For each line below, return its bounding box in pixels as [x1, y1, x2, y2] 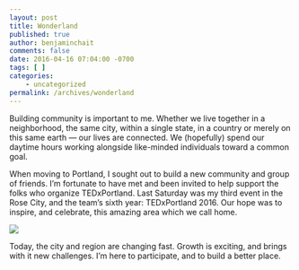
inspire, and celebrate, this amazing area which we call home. [9, 206, 238, 217]
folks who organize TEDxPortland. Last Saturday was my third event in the [9, 187, 284, 198]
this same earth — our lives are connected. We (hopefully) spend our [9, 132, 265, 143]
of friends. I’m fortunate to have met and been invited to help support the [9, 178, 279, 188]
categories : [9, 72, 54, 81]
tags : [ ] [9, 64, 47, 73]
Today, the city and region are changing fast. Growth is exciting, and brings [9, 240, 287, 251]
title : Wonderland [9, 22, 78, 30]
